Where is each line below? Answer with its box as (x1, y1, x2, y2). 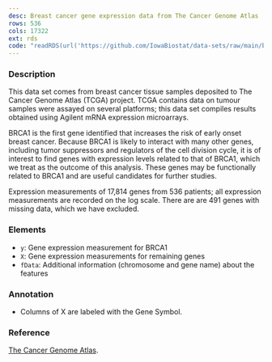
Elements (8, 224, 47, 235)
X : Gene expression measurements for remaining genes (19, 251, 205, 261)
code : (8, 42, 27, 50)
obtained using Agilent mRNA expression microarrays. (8, 112, 189, 122)
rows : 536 (8, 19, 42, 27)
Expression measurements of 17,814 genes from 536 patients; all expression (8, 187, 261, 196)
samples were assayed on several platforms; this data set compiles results (8, 104, 257, 114)
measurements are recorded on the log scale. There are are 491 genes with (8, 196, 260, 205)
